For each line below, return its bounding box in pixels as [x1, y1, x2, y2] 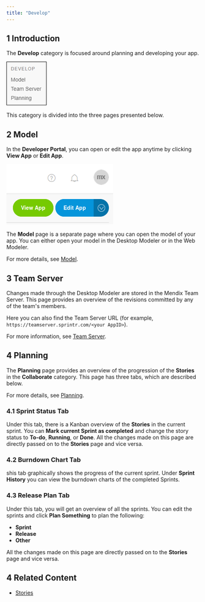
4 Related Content [6, 573, 77, 583]
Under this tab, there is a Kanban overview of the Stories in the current [6, 421, 185, 428]
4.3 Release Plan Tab [6, 491, 70, 500]
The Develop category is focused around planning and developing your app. [6, 50, 199, 57]
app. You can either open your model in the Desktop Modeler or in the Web [6, 237, 196, 244]
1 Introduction [6, 34, 60, 44]
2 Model [6, 129, 39, 140]
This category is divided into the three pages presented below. [6, 111, 164, 119]
